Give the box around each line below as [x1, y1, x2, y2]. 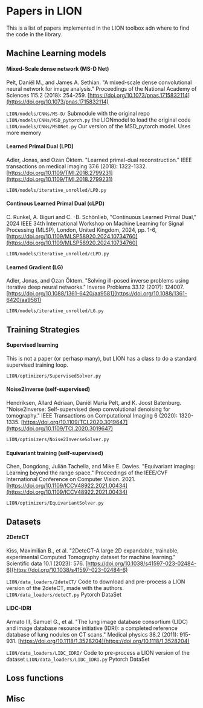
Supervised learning [6, 341, 59, 349]
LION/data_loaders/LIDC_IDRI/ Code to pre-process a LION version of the [6, 649, 190, 656]
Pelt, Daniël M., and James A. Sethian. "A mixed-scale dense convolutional [6, 79, 192, 86]
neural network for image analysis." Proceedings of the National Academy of [6, 85, 197, 92]
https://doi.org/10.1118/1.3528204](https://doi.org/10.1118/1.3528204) [20, 637, 190, 644]
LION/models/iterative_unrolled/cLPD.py [6, 251, 110, 257]
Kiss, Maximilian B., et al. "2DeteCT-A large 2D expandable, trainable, [6, 546, 179, 554]
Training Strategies [6, 324, 80, 335]
